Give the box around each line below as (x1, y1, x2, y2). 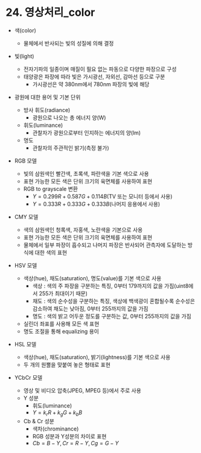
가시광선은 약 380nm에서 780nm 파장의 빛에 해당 (32, 80, 150, 88)
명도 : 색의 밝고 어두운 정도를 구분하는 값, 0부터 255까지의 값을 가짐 (32, 312, 191, 320)
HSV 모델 (14, 261, 37, 269)
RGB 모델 (14, 157, 37, 164)
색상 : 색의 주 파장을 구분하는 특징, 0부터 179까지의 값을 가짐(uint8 (32, 282, 189, 289)
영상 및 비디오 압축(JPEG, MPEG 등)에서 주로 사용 (23, 386, 141, 394)
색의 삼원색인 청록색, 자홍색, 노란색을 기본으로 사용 (23, 226, 143, 233)
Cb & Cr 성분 (23, 417, 55, 424)
